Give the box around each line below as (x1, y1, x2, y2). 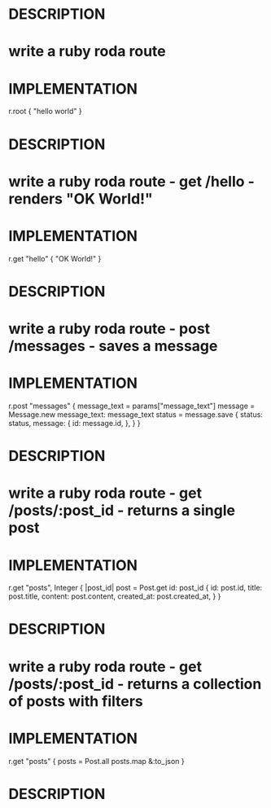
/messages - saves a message (8, 337, 218, 355)
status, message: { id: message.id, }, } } (8, 418, 141, 428)
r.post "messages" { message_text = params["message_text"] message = (8, 401, 256, 411)
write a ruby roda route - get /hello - (8, 172, 255, 191)
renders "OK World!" (8, 189, 153, 208)
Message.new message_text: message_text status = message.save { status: (8, 409, 263, 419)
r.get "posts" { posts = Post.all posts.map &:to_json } (8, 756, 185, 766)
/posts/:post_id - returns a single (8, 502, 236, 520)
